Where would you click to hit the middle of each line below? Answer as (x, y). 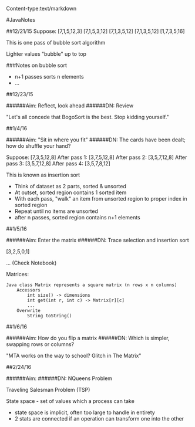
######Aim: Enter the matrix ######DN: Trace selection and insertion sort (97, 240)
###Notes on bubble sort (37, 65)
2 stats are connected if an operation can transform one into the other (99, 418)
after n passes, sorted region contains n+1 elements (77, 217)
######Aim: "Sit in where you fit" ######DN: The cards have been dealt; (96, 140)
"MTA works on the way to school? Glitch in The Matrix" (74, 355)
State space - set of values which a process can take (70, 401)
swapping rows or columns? (40, 344)
